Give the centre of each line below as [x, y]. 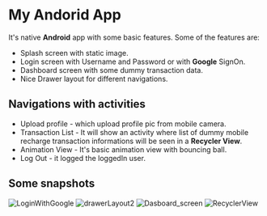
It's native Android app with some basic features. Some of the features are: [134, 37]
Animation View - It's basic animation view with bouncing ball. [123, 149]
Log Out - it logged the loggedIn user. [83, 158]
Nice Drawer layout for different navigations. [94, 78]
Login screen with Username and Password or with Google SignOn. [133, 61]
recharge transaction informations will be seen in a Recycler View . [131, 141]
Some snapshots [52, 184]
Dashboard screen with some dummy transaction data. [112, 70]
